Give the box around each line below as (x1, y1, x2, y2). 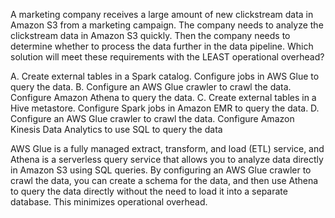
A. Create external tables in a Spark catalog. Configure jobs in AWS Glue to (10, 70, 320, 82)
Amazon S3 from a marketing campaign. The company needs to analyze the (10, 19, 324, 31)
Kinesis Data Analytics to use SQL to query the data (10, 124, 223, 135)
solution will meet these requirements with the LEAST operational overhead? (10, 51, 325, 63)
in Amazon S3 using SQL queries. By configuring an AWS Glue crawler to (10, 164, 312, 176)
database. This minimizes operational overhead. (10, 196, 208, 208)
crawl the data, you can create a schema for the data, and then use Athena (10, 175, 319, 186)
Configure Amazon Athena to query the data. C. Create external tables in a (10, 92, 317, 103)
